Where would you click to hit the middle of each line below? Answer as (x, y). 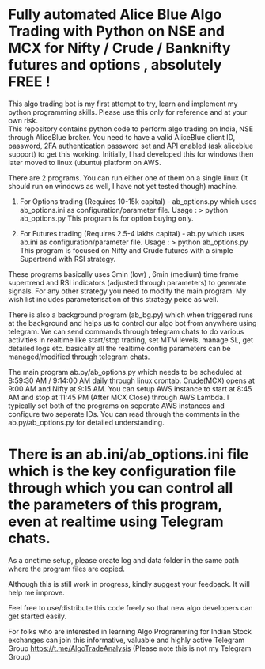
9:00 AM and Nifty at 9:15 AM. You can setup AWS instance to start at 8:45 (130, 388)
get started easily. (38, 616)
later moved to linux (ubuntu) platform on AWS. (85, 162)
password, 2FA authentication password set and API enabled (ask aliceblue (131, 146)
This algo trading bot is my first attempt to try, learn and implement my (123, 104)
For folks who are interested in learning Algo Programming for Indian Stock (130, 631)
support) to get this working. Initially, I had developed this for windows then (131, 154)
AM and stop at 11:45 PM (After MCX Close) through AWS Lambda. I (119, 397)
